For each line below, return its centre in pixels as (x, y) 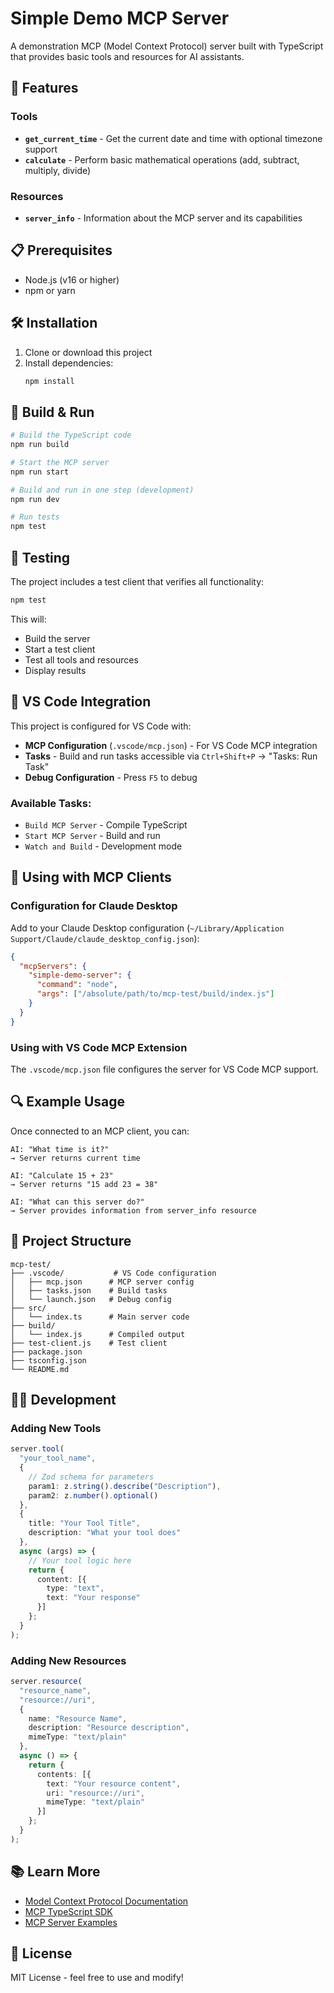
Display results (55, 670)
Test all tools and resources (81, 659)
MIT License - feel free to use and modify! (97, 1978)
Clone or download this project (88, 352)
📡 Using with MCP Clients (91, 877)
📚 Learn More (55, 1872)
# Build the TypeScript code (71, 435)
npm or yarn (50, 290)
